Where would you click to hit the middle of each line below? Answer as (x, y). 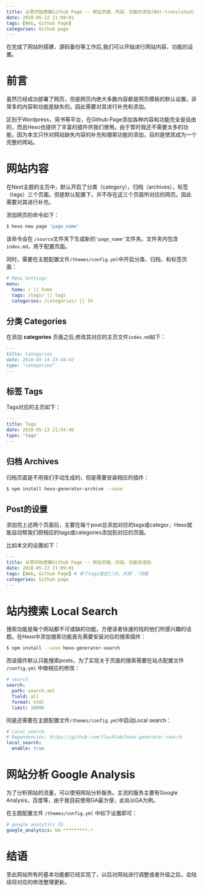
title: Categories (29, 354)
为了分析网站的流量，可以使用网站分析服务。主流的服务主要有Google (92, 793)
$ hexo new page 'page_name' (43, 227)
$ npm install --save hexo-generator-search (63, 648)
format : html (28, 702)
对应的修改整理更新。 (43, 882)
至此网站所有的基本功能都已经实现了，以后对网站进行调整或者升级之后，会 (99, 874)
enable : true (28, 749)
